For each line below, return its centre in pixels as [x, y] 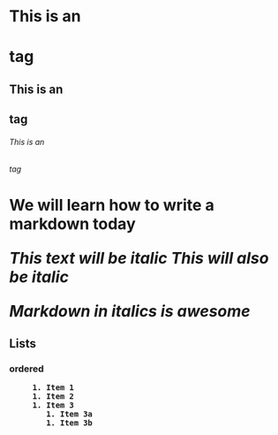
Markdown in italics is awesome [130, 311]
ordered [26, 369]
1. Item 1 [53, 388]
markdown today [73, 224]
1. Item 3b [69, 423]
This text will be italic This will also [139, 258]
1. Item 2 [53, 397]
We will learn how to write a [112, 205]
